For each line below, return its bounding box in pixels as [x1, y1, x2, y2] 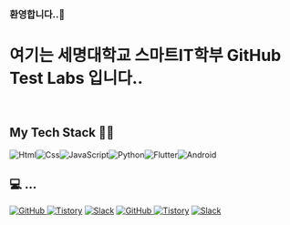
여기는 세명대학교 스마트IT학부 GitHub [9, 46, 282, 66]
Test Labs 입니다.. [9, 68, 143, 88]
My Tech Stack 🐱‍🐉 [9, 125, 115, 140]
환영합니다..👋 [9, 7, 66, 20]
